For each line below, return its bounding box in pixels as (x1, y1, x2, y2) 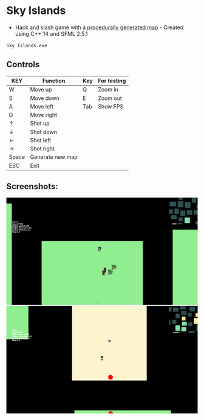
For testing (98, 77, 126, 85)
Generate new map (30, 153, 78, 161)
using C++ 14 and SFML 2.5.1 (15, 30, 88, 37)
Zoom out (98, 95, 123, 102)
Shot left (30, 136, 52, 144)
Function (42, 77, 66, 85)
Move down (30, 95, 59, 102)
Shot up (30, 119, 50, 127)
